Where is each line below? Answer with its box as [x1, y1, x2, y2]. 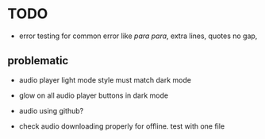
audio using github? [18, 106, 84, 115]
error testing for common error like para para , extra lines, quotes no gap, [18, 31, 258, 41]
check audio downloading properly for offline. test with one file [18, 121, 225, 131]
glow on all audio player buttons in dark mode [18, 91, 168, 100]
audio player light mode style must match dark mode [18, 75, 192, 84]
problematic [7, 54, 69, 68]
